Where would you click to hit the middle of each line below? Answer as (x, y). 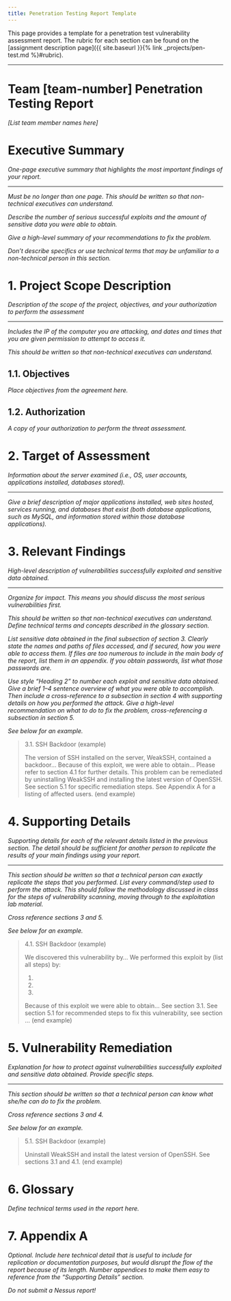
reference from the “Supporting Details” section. (76, 1277)
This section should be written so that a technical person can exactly (105, 874)
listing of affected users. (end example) (80, 793)
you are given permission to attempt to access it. (77, 339)
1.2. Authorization (46, 412)
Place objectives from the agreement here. (68, 390)
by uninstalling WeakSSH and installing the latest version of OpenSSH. (123, 779)
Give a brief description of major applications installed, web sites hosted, (111, 502)
